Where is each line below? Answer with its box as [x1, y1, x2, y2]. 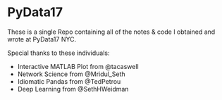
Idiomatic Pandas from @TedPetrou [17, 77, 121, 85]
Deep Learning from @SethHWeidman [17, 85, 129, 93]
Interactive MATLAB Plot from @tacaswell [17, 62, 139, 70]
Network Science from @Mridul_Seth [17, 70, 125, 78]
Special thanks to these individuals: [7, 49, 110, 57]
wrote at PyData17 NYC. [7, 35, 77, 43]
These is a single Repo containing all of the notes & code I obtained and [7, 27, 216, 36]
